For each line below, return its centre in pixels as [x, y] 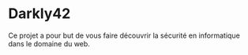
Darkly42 [39, 14]
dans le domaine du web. [49, 43]
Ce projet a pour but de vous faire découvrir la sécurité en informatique [124, 35]
